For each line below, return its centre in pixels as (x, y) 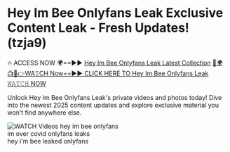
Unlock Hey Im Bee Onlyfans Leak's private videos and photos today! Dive (115, 97)
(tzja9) (27, 43)
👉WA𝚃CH (28, 73)
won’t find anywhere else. (45, 112)
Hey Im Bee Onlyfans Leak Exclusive (115, 13)
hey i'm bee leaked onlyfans (48, 141)
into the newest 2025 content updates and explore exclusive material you (113, 105)
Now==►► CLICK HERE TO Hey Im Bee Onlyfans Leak (129, 73)
